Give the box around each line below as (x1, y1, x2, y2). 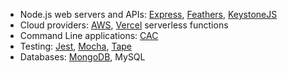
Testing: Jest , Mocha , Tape (19, 40, 132, 52)
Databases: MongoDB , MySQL (19, 51, 146, 63)
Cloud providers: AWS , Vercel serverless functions (19, 19, 229, 31)
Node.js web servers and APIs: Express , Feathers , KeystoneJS (19, 9, 278, 20)
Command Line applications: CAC (19, 30, 159, 41)
